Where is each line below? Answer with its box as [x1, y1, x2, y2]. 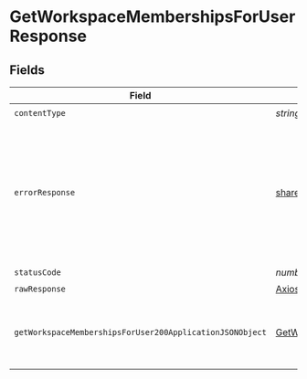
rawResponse [14, 284, 67, 294]
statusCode [14, 267, 61, 278]
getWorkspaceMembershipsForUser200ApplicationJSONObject [14, 327, 267, 337]
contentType [14, 108, 67, 118]
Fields [9, 62, 46, 78]
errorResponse [14, 187, 76, 197]
